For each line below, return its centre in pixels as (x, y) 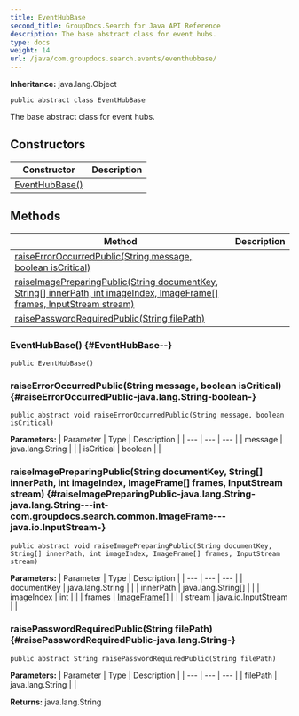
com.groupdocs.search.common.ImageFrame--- (118, 516)
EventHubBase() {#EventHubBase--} (91, 345)
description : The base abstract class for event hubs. (114, 34)
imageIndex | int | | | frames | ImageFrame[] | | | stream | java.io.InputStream (149, 597)
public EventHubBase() (52, 363)
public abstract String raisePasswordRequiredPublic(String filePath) (143, 658)
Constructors (48, 144)
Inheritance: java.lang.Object (64, 84)
